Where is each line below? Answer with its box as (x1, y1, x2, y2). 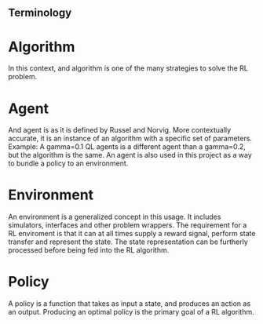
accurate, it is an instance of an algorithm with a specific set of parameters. (8, 133, 253, 144)
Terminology (8, 6, 72, 20)
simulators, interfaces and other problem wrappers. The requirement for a (8, 220, 247, 230)
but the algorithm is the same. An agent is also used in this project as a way (8, 151, 253, 160)
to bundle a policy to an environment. (8, 158, 129, 168)
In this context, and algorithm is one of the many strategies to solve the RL (8, 64, 249, 73)
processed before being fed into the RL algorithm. (8, 246, 170, 255)
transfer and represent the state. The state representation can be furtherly (8, 237, 249, 246)
